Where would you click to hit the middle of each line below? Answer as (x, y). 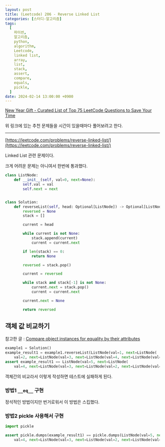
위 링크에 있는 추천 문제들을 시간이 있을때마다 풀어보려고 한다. (64, 126)
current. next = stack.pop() (60, 287)
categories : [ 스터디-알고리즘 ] (34, 19)
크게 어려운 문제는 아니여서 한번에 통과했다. (46, 166)
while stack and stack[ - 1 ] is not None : (65, 283)
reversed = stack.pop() (47, 265)
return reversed (39, 309)
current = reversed (43, 274)
